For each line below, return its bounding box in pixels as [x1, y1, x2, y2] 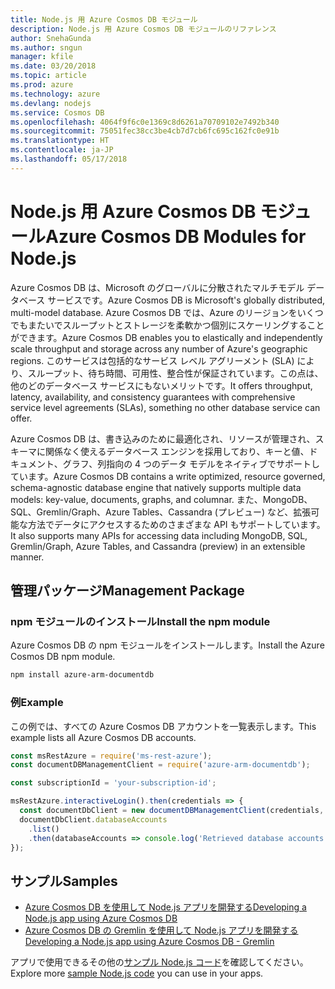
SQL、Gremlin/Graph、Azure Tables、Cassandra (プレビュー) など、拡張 [10, 506, 312, 518]
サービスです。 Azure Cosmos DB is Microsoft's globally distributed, [47, 294, 326, 306]
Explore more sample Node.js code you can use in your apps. [10, 967, 264, 980]
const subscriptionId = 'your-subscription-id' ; [10, 778, 217, 788]
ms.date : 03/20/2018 [10, 61, 97, 71]
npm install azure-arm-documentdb [10, 670, 155, 680]
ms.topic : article [10, 71, 87, 81]
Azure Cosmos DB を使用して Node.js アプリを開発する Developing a [24, 901, 307, 913]
